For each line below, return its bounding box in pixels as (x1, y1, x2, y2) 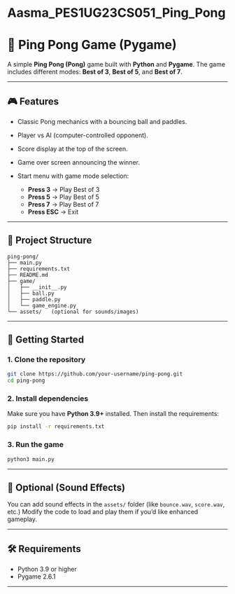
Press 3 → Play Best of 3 (27, 185, 100, 193)
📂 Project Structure (7, 235, 92, 247)
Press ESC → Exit (27, 207, 79, 216)
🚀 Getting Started (7, 334, 85, 346)
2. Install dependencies (7, 394, 89, 403)
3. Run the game (7, 440, 64, 450)
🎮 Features (7, 95, 59, 107)
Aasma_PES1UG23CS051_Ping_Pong (7, 5, 226, 21)
